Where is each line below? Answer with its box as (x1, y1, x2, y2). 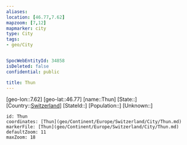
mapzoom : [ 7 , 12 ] (6, 20, 46, 26)
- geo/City (6, 42, 33, 48)
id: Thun (6, 114, 28, 119)
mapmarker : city (6, 25, 46, 31)
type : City (6, 31, 33, 37)
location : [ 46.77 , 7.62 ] (6, 14, 65, 20)
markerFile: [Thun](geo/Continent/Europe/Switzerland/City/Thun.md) (6, 124, 179, 130)
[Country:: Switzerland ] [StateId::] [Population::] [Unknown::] (6, 102, 153, 109)
